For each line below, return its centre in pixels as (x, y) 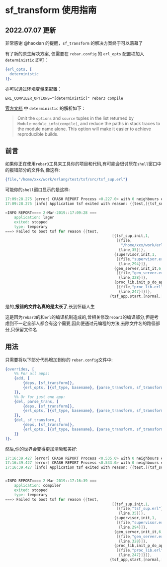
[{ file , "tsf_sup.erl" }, (141, 509)
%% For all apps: (32, 374)
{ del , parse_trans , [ (36, 401)
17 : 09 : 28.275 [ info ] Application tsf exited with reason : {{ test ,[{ (78, 204)
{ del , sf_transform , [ (38, 420)
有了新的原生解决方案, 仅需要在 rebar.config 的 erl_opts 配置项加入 (75, 54)
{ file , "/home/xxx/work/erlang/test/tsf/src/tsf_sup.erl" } (66, 180)
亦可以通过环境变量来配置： (34, 89)
